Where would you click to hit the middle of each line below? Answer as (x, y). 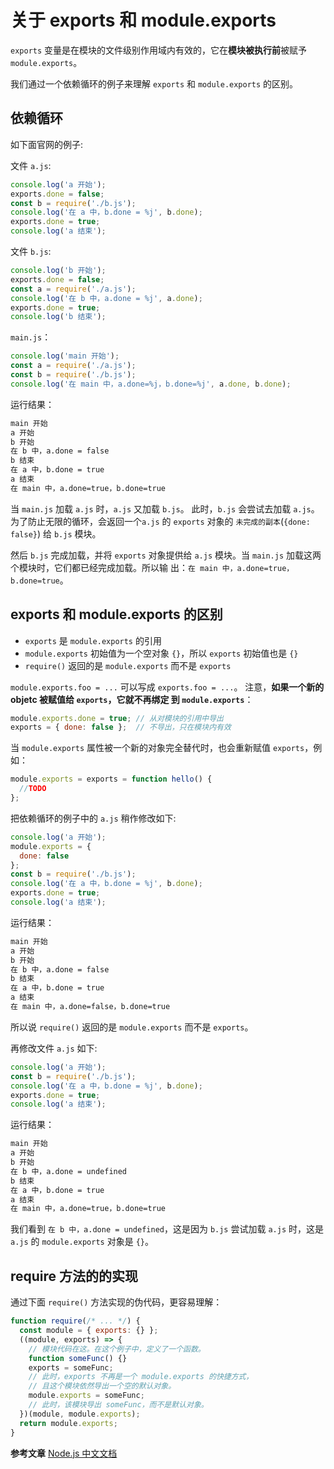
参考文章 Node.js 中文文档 (64, 1453)
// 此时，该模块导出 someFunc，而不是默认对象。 (118, 1405)
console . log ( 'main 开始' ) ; (65, 356)
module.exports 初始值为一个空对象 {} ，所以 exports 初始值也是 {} (161, 653)
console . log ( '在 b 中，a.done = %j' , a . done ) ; (106, 298)
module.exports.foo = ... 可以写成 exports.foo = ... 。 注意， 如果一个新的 (167, 687)
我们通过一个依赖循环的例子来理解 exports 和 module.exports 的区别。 (154, 83)
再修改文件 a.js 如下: (54, 1048)
